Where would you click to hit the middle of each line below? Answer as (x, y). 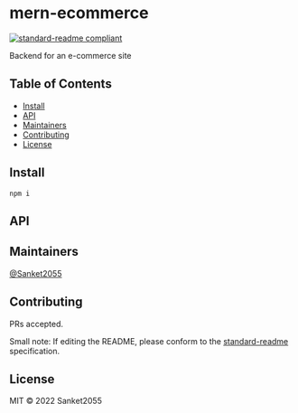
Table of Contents (61, 84)
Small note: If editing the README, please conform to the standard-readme (149, 341)
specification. (35, 351)
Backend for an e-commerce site (70, 55)
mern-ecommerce (79, 13)
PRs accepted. (37, 324)
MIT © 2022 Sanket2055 (56, 401)
